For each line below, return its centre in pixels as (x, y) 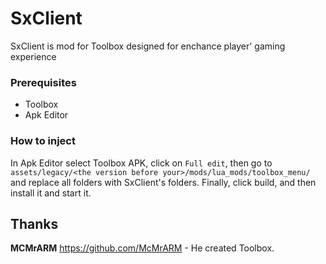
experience (33, 56)
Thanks (34, 223)
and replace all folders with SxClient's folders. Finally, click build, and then (163, 182)
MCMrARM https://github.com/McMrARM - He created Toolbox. (142, 248)
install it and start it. (51, 193)
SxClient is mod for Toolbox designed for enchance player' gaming (148, 46)
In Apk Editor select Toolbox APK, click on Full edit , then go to (141, 163)
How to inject (43, 141)
